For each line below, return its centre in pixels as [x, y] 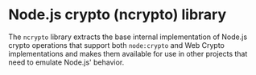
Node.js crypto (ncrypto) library [118, 15]
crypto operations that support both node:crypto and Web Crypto [117, 45]
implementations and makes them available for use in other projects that [128, 53]
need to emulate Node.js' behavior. [66, 62]
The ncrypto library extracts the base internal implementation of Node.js [128, 37]
